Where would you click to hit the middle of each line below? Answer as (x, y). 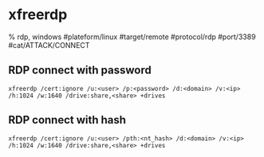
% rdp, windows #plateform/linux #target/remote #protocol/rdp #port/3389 (132, 37)
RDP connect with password (80, 71)
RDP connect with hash (67, 120)
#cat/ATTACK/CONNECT (49, 45)
